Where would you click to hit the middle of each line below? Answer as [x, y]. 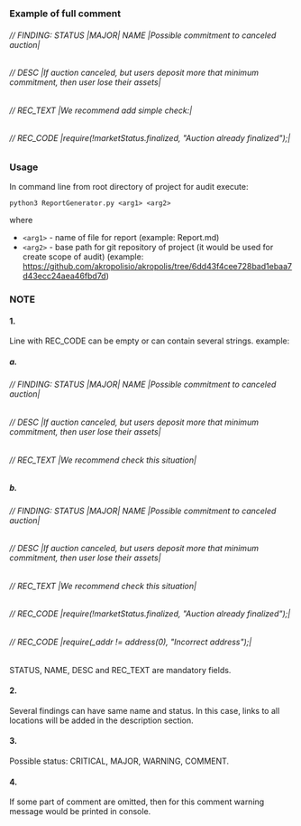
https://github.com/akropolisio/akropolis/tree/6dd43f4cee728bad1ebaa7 [157, 267]
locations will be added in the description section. [101, 720]
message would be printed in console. [80, 812]
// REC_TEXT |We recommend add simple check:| [101, 110]
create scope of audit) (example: [83, 257]
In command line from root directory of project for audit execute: [129, 187]
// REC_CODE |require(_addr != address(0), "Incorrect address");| [131, 642]
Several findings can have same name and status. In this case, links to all [145, 710]
